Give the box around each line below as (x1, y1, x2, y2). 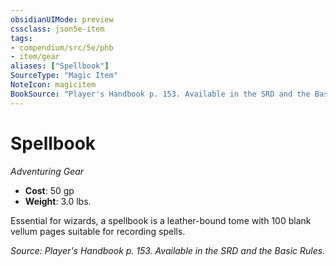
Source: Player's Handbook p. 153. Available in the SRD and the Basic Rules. (10, 244, 326, 256)
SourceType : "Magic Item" (10, 71, 118, 81)
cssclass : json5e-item (10, 24, 105, 34)
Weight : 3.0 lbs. (24, 195, 92, 207)
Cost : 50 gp (24, 184, 75, 196)
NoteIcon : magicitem (10, 80, 97, 90)
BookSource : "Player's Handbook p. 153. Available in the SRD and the (10, 89, 311, 99)
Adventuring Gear (10, 165, 85, 177)
